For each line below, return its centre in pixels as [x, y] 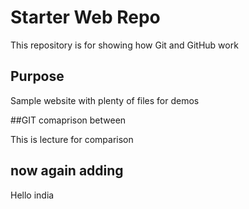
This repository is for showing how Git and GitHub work [124, 45]
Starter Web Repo [85, 17]
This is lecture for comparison [72, 139]
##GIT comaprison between [68, 120]
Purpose [37, 76]
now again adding [67, 171]
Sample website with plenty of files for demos [105, 100]
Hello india [32, 195]
